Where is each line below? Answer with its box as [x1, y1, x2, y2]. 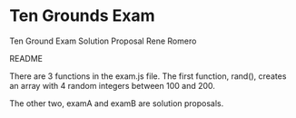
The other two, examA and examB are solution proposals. [9, 97, 224, 109]
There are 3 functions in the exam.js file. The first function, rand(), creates [9, 70, 287, 82]
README [9, 53, 44, 64]
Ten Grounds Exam [9, 5, 155, 26]
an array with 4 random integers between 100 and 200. [9, 80, 216, 91]
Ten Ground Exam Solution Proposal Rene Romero [9, 35, 197, 46]
